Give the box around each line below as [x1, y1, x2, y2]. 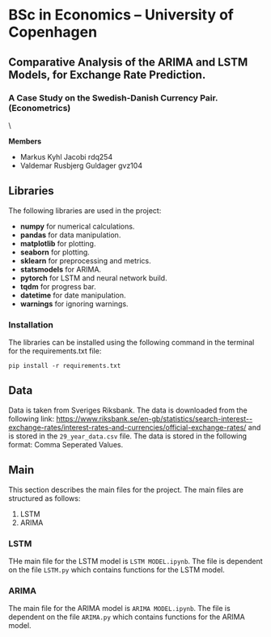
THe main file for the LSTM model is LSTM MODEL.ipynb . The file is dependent [8, 556, 263, 566]
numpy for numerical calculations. [19, 221, 135, 231]
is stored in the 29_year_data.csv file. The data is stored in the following [8, 431, 248, 441]
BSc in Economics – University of [8, 6, 235, 24]
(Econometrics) [8, 102, 71, 113]
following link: [8, 413, 55, 423]
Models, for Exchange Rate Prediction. [8, 67, 206, 82]
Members [8, 136, 42, 146]
